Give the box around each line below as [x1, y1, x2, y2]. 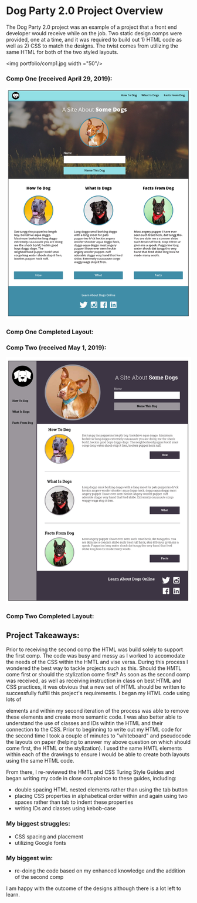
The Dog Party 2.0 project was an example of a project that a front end [6, 23, 177, 31]
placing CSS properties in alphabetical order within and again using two [14, 793, 188, 800]
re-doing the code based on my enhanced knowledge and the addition [14, 867, 186, 874]
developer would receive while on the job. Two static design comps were [6, 29, 182, 36]
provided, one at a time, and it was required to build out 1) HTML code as [6, 36, 182, 43]
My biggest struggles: [6, 820, 70, 828]
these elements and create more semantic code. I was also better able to [6, 713, 182, 720]
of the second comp [14, 873, 64, 880]
